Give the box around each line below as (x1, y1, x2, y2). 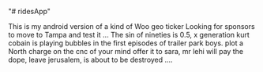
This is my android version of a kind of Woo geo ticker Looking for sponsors (8, 22, 255, 31)
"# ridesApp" (8, 7, 51, 16)
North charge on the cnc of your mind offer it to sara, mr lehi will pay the (8, 47, 243, 56)
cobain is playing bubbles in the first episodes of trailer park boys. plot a (8, 38, 243, 48)
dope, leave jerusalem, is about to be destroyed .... (8, 55, 173, 64)
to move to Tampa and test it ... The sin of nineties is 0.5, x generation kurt (8, 31, 250, 39)
